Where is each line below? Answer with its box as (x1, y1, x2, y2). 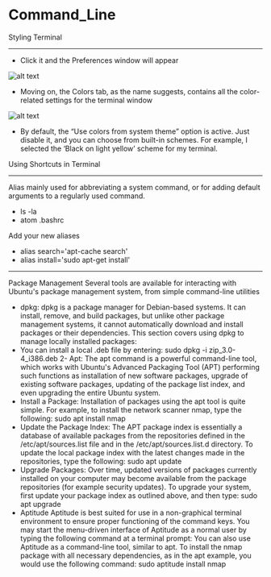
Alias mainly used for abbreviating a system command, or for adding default (8, 182, 261, 192)
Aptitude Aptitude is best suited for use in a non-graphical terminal (19, 508, 242, 517)
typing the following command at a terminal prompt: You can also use (19, 533, 252, 543)
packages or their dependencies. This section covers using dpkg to (19, 328, 244, 338)
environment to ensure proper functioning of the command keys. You (19, 516, 250, 525)
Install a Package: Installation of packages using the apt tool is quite (19, 396, 246, 406)
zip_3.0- (208, 345, 236, 355)
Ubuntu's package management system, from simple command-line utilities (8, 286, 261, 296)
